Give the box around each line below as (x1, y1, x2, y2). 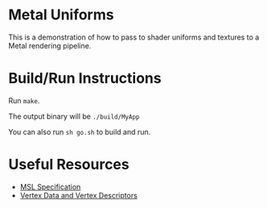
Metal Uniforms (8, 6, 114, 24)
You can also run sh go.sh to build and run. (8, 127, 151, 136)
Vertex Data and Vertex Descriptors (19, 190, 138, 200)
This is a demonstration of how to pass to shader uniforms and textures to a (8, 32, 260, 42)
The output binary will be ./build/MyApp (8, 111, 140, 121)
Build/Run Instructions (8, 69, 162, 88)
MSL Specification (19, 181, 81, 191)
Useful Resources (8, 156, 130, 174)
